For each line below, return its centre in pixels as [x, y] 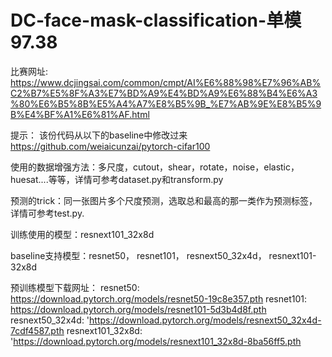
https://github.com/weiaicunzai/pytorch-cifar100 [110, 146]
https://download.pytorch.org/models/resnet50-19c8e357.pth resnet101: [158, 298]
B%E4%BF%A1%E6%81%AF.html [80, 114]
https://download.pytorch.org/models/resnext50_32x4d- [205, 320]
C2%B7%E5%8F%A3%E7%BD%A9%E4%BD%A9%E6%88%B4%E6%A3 [164, 93]
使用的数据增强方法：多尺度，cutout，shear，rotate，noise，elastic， [155, 167]
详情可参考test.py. [47, 213]
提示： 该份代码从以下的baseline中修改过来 [99, 135]
